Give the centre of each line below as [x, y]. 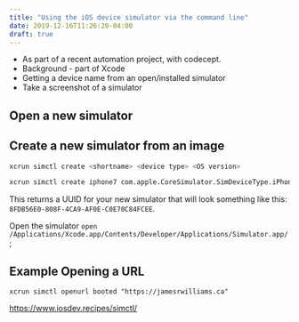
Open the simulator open [53, 226]
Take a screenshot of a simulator [82, 88]
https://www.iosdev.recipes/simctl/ [73, 309]
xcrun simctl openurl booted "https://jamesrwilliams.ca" [119, 292]
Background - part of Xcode [74, 68]
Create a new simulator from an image [117, 146]
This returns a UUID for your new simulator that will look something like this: [148, 199]
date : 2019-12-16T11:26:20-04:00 [71, 26]
